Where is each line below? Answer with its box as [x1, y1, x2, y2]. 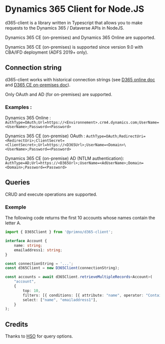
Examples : [5, 103, 32, 110]
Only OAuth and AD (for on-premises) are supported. [5, 91, 112, 97]
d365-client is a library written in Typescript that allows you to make [5, 20, 143, 26]
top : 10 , [23, 288, 41, 293]
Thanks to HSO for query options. [5, 333, 73, 339]
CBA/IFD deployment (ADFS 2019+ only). [5, 49, 88, 55]
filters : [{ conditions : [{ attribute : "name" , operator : [23, 293, 144, 298]
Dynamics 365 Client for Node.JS [5, 3, 144, 15]
